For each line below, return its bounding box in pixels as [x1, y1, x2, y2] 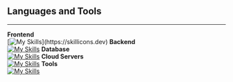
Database [41, 45, 70, 53]
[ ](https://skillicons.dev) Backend [7, 37, 136, 45]
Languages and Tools [7, 6, 102, 17]
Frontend [7, 30, 35, 39]
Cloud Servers [41, 52, 84, 61]
